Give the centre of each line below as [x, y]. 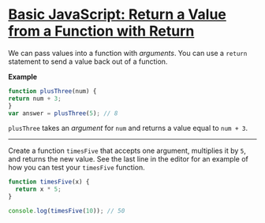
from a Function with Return [101, 31]
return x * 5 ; [38, 190]
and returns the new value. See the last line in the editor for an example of [128, 159]
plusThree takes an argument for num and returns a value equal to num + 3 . [128, 128]
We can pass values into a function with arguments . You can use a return [128, 53]
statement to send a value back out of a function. [88, 61]
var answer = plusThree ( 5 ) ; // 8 [63, 113]
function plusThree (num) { [52, 91]
